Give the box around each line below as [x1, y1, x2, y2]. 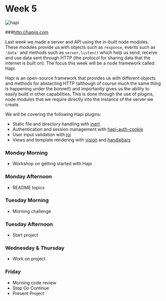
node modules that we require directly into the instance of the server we [5, 96, 154, 102]
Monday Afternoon [5, 173, 52, 180]
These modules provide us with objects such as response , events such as [5, 44, 156, 50]
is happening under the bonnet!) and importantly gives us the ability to [5, 85, 150, 91]
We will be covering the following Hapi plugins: [5, 111, 101, 117]
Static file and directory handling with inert [12, 121, 100, 127]
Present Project [12, 290, 44, 296]
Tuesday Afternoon [5, 221, 53, 228]
